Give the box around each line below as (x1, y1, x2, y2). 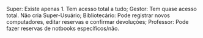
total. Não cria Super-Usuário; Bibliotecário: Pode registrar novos (6, 12, 170, 19)
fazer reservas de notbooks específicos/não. (6, 25, 119, 32)
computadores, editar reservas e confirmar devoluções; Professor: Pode (6, 18, 189, 25)
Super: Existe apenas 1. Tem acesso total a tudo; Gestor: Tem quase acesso (6, 6, 197, 12)
